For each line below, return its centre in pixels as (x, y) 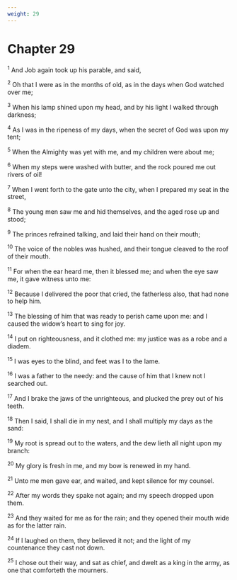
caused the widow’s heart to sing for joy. (67, 324)
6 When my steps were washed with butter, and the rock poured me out (111, 166)
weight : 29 (23, 14)
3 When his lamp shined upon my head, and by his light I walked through (113, 106)
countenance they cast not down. (56, 548)
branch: (19, 451)
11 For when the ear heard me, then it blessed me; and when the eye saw (113, 271)
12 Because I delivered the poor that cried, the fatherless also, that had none (118, 293)
